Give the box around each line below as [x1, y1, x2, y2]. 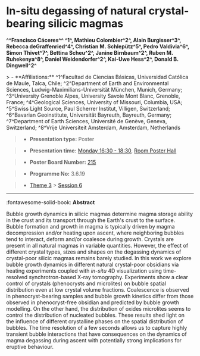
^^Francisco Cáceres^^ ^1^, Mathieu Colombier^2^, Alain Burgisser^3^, [6, 36, 182, 43]
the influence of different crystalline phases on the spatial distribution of [6, 317, 183, 325]
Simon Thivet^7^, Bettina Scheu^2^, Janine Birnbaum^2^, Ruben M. [6, 49, 174, 56]
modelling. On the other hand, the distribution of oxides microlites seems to [6, 305, 191, 312]
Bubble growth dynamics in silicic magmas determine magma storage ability [6, 210, 193, 217]
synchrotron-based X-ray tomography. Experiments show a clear [29, 273, 189, 280]
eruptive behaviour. [6, 343, 54, 350]
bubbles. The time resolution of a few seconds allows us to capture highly [6, 324, 187, 331]
